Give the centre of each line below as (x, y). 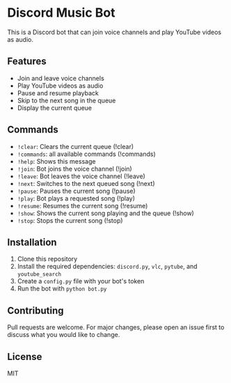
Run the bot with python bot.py (62, 289)
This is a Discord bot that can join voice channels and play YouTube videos (114, 32)
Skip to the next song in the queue (66, 100)
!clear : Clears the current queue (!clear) (75, 146)
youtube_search (39, 274)
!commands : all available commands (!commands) (87, 154)
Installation (32, 242)
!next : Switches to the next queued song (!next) (86, 183)
